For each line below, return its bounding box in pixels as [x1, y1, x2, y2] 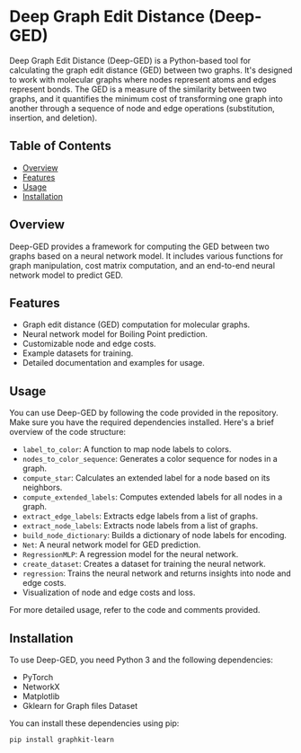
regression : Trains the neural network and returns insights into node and [22, 568, 292, 579]
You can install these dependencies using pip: [9, 718, 180, 729]
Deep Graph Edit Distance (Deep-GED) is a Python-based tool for [9, 55, 252, 66]
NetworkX [22, 681, 60, 692]
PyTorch [22, 672, 54, 682]
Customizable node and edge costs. [22, 339, 156, 350]
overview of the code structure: [9, 427, 127, 438]
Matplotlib [22, 691, 60, 702]
